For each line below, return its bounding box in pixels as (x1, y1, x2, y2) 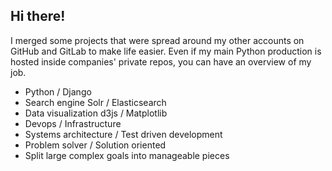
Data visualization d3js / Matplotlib (24, 107, 168, 119)
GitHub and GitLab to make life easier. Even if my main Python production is (10, 45, 322, 57)
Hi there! (10, 8, 66, 25)
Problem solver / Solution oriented (24, 139, 167, 151)
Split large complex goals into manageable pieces (24, 149, 230, 161)
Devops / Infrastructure (24, 117, 122, 129)
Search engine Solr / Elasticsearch (24, 96, 167, 108)
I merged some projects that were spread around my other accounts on (10, 34, 305, 46)
